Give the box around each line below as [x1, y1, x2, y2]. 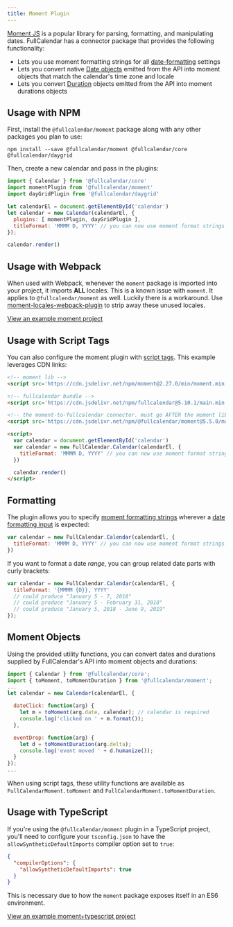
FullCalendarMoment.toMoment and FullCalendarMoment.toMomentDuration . [7, 786, 216, 795]
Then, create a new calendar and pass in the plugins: [7, 164, 159, 173]
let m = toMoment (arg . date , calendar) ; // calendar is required [19, 709, 209, 716]
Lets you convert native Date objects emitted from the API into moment [17, 64, 221, 73]
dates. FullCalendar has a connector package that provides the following [7, 36, 215, 45]
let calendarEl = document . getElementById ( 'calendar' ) [7, 203, 169, 210]
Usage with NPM [7, 107, 81, 119]
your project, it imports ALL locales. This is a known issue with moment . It [7, 286, 214, 295]
